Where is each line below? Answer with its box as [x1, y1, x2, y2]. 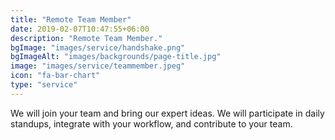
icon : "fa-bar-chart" [10, 71, 101, 81]
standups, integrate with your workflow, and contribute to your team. [10, 117, 293, 130]
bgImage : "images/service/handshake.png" [10, 42, 186, 53]
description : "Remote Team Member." [10, 33, 163, 43]
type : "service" [10, 80, 78, 90]
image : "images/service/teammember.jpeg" [10, 61, 186, 71]
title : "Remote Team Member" [10, 14, 132, 25]
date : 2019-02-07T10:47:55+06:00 [10, 24, 150, 34]
